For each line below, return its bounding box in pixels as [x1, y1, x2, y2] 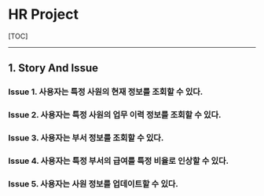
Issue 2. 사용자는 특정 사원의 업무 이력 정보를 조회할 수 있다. [8, 110, 222, 121]
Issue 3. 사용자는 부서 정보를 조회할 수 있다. [8, 132, 164, 143]
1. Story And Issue [8, 61, 98, 75]
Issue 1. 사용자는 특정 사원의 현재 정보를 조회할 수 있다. [8, 86, 203, 97]
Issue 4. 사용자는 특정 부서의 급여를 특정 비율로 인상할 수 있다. [8, 155, 229, 166]
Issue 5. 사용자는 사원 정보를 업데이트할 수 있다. [8, 178, 179, 189]
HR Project [8, 5, 79, 24]
